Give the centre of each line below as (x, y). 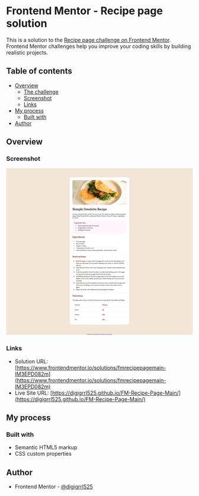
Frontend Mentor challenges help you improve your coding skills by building (99, 46)
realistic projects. (27, 52)
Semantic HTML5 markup (46, 447)
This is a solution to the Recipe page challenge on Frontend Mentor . (89, 40)
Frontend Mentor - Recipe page (84, 11)
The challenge (41, 92)
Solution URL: (31, 361)
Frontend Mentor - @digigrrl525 (54, 487)
